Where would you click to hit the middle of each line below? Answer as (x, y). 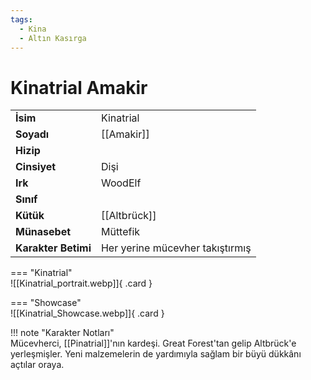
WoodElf (121, 183)
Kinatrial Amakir (79, 87)
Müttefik (120, 232)
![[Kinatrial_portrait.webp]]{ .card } (81, 283)
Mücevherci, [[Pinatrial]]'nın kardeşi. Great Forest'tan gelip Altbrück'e (153, 343)
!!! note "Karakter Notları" (62, 333)
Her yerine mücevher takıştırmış (176, 248)
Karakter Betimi (53, 248)
